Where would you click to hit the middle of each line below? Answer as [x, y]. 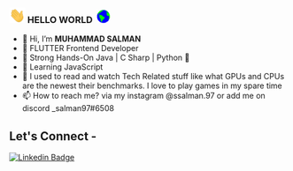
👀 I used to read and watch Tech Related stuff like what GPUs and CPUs [153, 77]
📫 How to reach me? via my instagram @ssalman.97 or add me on [143, 96]
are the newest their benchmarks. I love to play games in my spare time [152, 85]
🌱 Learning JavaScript [62, 67]
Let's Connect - [53, 136]
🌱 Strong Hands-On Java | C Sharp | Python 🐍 [106, 58]
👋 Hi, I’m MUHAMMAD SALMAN [81, 39]
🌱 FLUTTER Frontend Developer [80, 48]
